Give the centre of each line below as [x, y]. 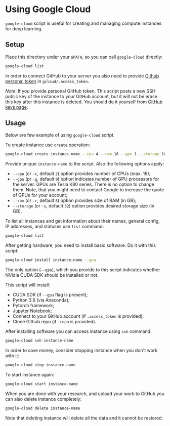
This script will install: [28, 285]
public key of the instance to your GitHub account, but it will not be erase [81, 96]
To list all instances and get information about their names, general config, [83, 221]
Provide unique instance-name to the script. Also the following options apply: [85, 164]
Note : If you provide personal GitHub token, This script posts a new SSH [80, 91]
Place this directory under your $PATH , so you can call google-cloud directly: [84, 57]
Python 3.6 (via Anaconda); [41, 300]
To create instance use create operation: [48, 145]
